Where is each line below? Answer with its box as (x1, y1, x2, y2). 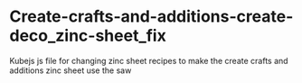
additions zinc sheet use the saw (9, 65, 132, 76)
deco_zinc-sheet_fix (9, 25, 167, 46)
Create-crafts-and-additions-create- (9, 6, 294, 27)
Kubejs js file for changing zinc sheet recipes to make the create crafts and (9, 55, 288, 66)
